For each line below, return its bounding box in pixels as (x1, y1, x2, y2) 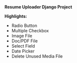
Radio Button (11, 23, 38, 28)
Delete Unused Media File (11, 53, 63, 59)
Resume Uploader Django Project (4, 4, 73, 10)
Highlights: (4, 13, 27, 19)
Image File (11, 33, 32, 38)
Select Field (11, 43, 35, 49)
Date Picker (11, 48, 35, 54)
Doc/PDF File (11, 38, 38, 44)
